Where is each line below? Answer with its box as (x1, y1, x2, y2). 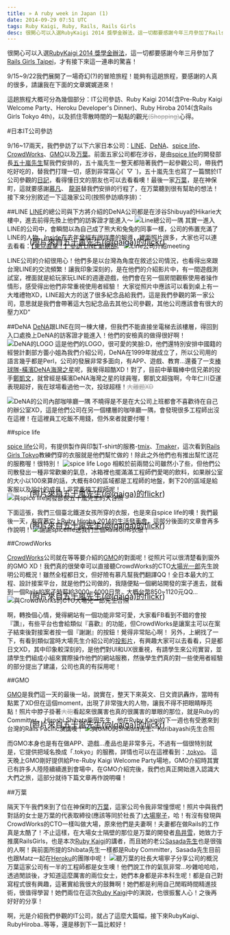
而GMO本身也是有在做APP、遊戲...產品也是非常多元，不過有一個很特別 (7, 739, 207, 748)
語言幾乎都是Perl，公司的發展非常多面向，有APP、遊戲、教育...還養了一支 (7, 357, 216, 365)
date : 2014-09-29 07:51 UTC (7, 16, 88, 23)
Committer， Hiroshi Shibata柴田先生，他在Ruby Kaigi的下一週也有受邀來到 (7, 716, 219, 724)
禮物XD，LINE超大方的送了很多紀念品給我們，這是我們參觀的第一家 (18, 291, 209, 299)
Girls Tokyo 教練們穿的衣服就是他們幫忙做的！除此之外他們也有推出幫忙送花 (7, 451, 219, 459)
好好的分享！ (7, 897, 43, 905)
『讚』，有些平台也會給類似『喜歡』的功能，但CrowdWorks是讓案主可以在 (7, 619, 215, 628)
